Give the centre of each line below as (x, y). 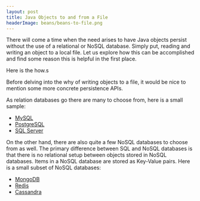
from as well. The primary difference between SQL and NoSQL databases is (99, 149)
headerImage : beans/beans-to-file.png (54, 23)
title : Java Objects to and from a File (57, 17)
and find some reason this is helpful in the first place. (72, 59)
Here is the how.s (27, 71)
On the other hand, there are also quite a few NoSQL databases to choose (97, 142)
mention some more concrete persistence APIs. (65, 89)
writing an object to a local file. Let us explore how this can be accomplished (100, 53)
